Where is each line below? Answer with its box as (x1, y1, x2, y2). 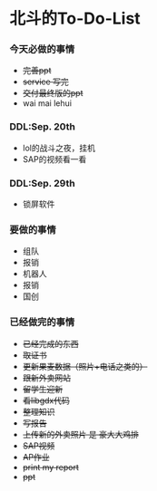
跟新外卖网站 (22, 372, 71, 383)
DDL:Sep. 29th (9, 177, 75, 189)
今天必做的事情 (9, 43, 75, 55)
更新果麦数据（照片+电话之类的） (22, 361, 148, 371)
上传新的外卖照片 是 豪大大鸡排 (22, 428, 139, 439)
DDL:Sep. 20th (9, 120, 75, 133)
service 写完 (22, 76, 70, 87)
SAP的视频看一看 (22, 153, 87, 164)
